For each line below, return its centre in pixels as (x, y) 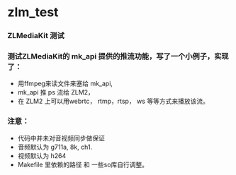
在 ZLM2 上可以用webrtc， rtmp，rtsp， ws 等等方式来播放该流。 (113, 101)
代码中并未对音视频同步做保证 (61, 138)
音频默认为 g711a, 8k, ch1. (55, 147)
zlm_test (33, 12)
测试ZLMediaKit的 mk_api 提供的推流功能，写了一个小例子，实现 (118, 56)
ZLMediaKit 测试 (36, 36)
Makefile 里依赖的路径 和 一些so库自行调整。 (83, 164)
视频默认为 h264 (42, 155)
